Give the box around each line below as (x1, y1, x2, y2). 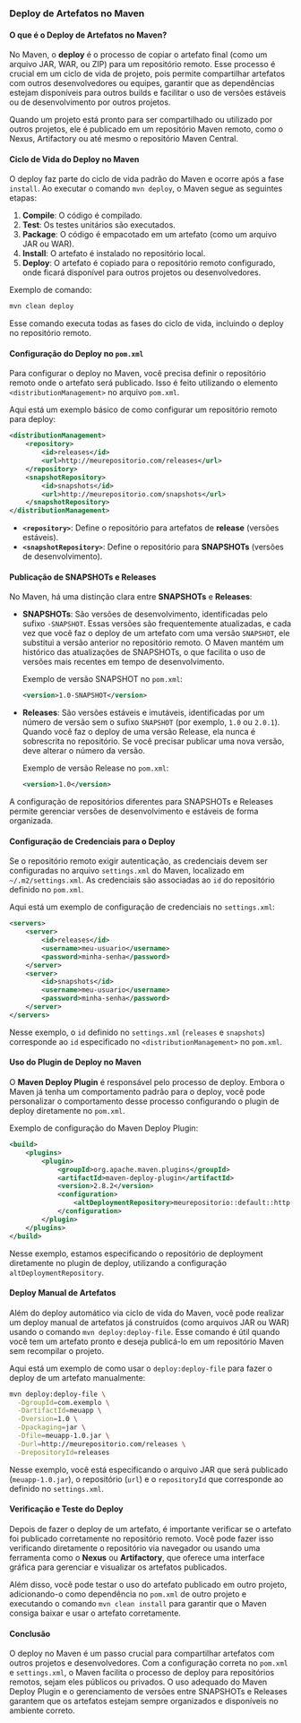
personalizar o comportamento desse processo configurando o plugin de (9, 1096, 279, 1107)
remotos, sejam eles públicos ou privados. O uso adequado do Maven (9, 1676, 268, 1687)
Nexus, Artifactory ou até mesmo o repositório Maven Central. (9, 134, 239, 144)
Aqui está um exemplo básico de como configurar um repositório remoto (9, 404, 278, 415)
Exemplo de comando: (9, 285, 92, 296)
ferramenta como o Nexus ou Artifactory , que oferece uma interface (9, 1552, 265, 1563)
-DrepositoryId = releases (17, 1448, 110, 1457)
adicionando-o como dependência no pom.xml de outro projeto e (9, 1589, 247, 1599)
